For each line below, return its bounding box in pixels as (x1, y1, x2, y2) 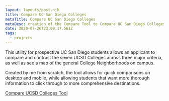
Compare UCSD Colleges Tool (5, 90, 68, 96)
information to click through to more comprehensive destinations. (5, 80, 141, 86)
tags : (5, 31, 17, 36)
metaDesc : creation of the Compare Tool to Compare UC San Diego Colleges (5, 21, 165, 27)
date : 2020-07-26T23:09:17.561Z (5, 26, 73, 31)
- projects (10, 36, 33, 41)
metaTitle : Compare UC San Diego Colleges (5, 17, 96, 22)
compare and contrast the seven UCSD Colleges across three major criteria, (5, 54, 163, 60)
